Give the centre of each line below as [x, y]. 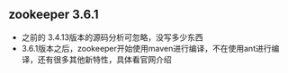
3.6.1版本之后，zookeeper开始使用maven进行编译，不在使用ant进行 [146, 48]
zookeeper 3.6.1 [54, 15]
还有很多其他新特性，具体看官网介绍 [104, 59]
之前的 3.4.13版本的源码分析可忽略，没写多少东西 [112, 37]
